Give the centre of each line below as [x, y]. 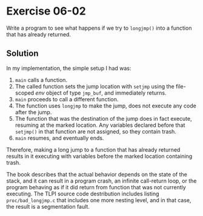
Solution [22, 54]
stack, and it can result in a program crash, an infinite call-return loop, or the [101, 181]
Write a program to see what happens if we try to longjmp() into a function [99, 28]
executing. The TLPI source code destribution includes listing [83, 194]
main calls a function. [41, 79]
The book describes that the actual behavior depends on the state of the [97, 174]
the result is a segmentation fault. [48, 206]
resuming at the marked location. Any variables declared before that [100, 125]
